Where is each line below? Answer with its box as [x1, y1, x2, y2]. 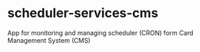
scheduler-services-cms [7, 5, 159, 21]
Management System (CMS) [7, 36, 91, 44]
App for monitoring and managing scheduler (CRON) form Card [7, 28, 194, 37]
